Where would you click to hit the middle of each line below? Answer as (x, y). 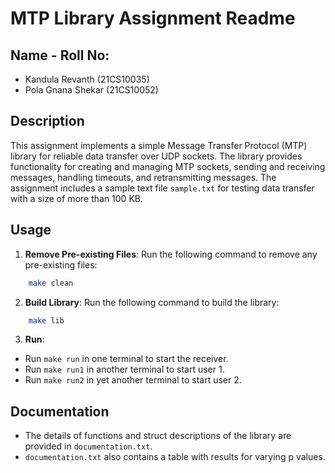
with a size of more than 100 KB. (76, 198)
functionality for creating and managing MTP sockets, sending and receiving (168, 166)
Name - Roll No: (60, 55)
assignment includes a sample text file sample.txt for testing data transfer (162, 188)
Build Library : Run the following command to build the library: (152, 302)
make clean (51, 283)
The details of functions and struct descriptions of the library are (158, 436)
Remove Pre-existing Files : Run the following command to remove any (171, 254)
